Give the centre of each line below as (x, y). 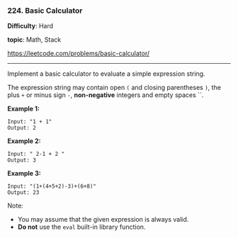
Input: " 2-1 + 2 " (36, 154)
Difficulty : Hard (30, 26)
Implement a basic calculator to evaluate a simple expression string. (106, 74)
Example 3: (24, 174)
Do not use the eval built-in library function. (81, 227)
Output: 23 (23, 193)
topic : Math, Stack (34, 40)
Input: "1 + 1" (30, 122)
